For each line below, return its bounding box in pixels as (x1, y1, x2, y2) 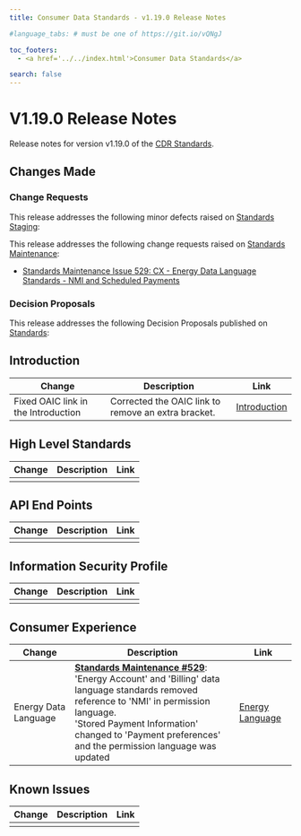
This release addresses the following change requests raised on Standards (9, 239, 286, 249)
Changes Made (9, 164, 96, 179)
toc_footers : (9, 46, 58, 55)
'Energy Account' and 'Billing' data (74, 673, 220, 685)
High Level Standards (9, 437, 132, 452)
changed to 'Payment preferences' (74, 728, 221, 741)
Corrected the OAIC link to (110, 395, 221, 407)
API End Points (9, 498, 93, 513)
